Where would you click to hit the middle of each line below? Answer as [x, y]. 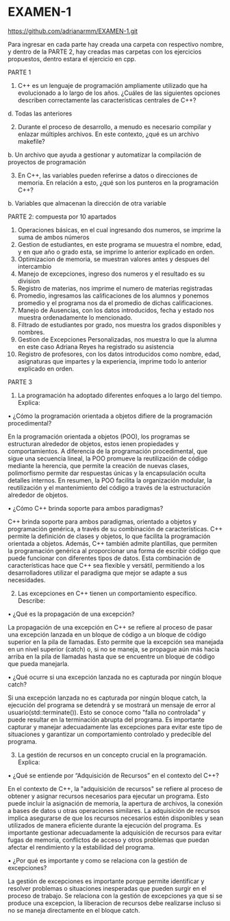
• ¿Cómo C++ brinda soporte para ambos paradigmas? [86, 508]
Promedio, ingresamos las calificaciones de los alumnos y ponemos [113, 296]
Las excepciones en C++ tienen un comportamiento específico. [107, 593]
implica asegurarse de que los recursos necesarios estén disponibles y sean [116, 818]
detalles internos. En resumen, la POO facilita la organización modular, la [110, 480]
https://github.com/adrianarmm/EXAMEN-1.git [73, 31]
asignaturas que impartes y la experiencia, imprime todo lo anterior [112, 361]
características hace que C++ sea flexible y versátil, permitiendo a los [106, 565]
